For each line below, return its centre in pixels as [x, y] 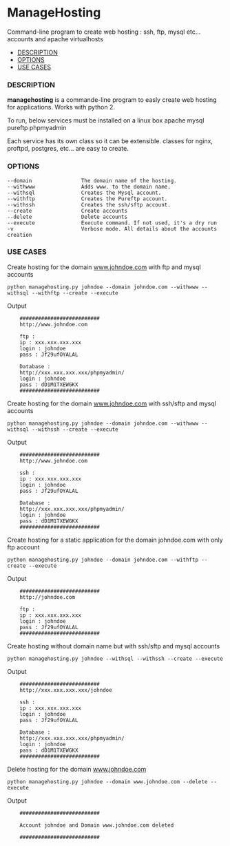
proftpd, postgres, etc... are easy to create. [68, 149]
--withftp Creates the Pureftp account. [87, 199]
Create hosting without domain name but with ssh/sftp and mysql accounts [114, 646]
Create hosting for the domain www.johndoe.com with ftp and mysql [104, 267]
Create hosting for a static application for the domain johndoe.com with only [115, 540]
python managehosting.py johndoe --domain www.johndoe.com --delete [107, 782]
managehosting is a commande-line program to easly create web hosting [112, 100]
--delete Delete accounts [67, 217]
